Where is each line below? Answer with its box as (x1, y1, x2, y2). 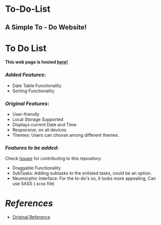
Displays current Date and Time (12, 121, 77, 127)
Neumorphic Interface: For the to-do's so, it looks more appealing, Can (12, 175, 156, 181)
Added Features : (5, 71, 46, 78)
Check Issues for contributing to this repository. (5, 156, 102, 162)
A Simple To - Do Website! (5, 23, 87, 31)
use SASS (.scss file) (12, 181, 55, 187)
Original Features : (5, 100, 50, 107)
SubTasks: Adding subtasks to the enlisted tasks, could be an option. (12, 170, 152, 176)
